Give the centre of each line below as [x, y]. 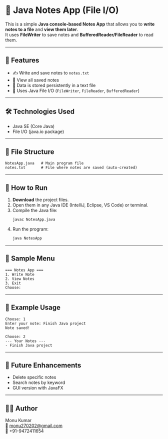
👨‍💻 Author [21, 408]
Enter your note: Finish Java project [45, 323]
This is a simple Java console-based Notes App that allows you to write [80, 24]
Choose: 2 [15, 336]
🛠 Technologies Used [40, 112]
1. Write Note [20, 274]
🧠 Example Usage [33, 308]
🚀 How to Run [26, 188]
